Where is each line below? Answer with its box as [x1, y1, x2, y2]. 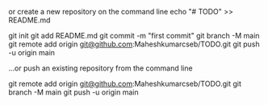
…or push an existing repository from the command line [8, 63, 193, 73]
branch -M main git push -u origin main [8, 87, 139, 97]
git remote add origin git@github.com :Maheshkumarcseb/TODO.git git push [8, 39, 260, 49]
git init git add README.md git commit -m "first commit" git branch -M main [8, 31, 260, 40]
